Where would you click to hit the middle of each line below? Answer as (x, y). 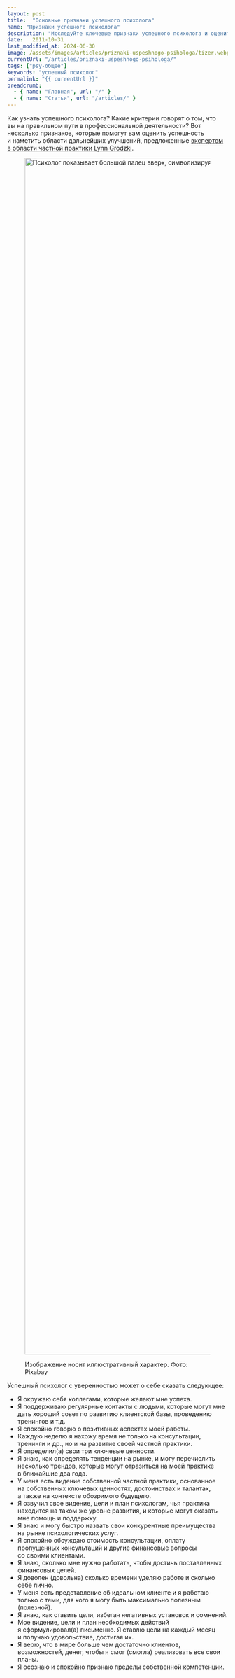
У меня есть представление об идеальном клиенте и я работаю (113, 1593)
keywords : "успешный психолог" (53, 72)
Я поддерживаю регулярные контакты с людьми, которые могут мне (121, 1406)
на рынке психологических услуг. (68, 1533)
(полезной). (35, 1607)
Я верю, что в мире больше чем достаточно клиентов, (99, 1644)
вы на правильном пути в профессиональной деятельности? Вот (104, 126)
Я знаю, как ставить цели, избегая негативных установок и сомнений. (122, 1615)
